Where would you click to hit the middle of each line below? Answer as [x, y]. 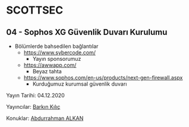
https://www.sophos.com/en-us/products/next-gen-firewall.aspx [103, 78]
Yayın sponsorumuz [57, 59]
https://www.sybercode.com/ [60, 53]
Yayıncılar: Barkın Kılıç [33, 107]
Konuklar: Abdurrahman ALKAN [45, 118]
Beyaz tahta [47, 71]
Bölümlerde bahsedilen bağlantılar [56, 46]
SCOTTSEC [35, 10]
